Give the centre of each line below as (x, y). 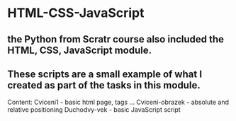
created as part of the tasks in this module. (104, 85)
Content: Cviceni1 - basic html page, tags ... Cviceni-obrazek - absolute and (118, 102)
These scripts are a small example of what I (105, 74)
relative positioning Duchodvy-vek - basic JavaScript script (94, 110)
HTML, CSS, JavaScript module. (80, 50)
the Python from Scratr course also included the (116, 39)
